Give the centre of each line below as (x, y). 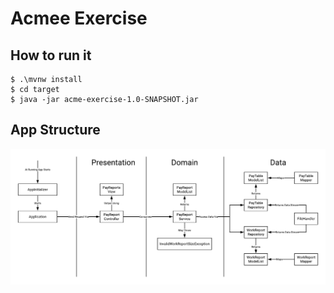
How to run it (51, 55)
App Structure (55, 130)
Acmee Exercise (79, 18)
